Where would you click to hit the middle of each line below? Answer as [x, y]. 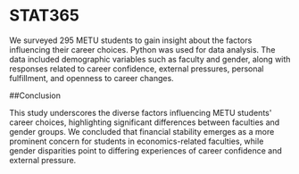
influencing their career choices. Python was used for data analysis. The [142, 49]
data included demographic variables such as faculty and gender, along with [150, 59]
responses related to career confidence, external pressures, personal [137, 69]
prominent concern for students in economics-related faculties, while [137, 141]
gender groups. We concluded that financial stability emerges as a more [142, 131]
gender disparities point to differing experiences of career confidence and [146, 150]
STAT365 [45, 16]
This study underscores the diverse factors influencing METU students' [141, 112]
